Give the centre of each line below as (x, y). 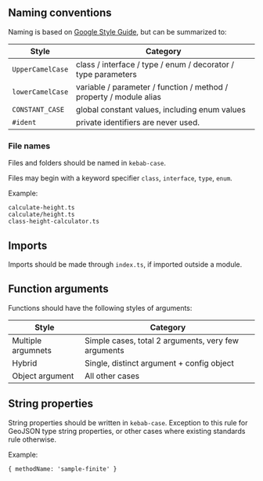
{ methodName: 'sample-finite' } (63, 469)
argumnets (32, 350)
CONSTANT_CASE (38, 109)
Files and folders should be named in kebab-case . (87, 163)
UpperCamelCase (40, 69)
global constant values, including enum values (161, 109)
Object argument (43, 376)
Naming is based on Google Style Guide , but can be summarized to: (117, 31)
